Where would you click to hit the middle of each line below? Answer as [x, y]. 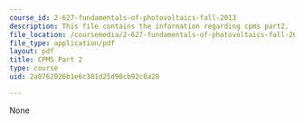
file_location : [38, 34]
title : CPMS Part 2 [46, 60]
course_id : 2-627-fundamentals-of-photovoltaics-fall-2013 [123, 18]
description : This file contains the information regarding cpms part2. [149, 26]
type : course [34, 69]
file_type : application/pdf [62, 43]
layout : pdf [32, 52]
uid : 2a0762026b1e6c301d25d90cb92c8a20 [85, 77]
